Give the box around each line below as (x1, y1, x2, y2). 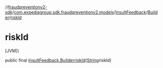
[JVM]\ (5, 47, 19, 53)
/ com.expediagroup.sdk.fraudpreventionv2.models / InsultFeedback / (12, 9, 148, 15)
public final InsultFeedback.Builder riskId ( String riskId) (5, 57, 112, 63)
